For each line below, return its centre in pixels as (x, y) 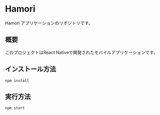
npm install (17, 81)
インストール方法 (31, 69)
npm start (15, 108)
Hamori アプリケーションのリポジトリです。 (49, 23)
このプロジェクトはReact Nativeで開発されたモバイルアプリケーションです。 (81, 52)
